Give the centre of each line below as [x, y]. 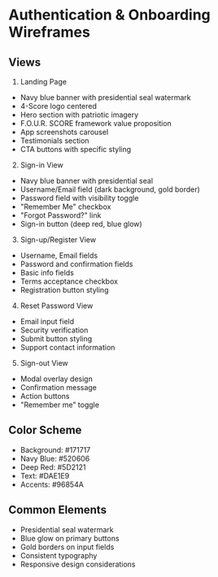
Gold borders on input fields [67, 547]
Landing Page [44, 82]
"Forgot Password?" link [61, 215]
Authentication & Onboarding [110, 15]
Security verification [54, 330]
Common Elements [58, 510]
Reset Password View [57, 306]
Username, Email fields [59, 255]
